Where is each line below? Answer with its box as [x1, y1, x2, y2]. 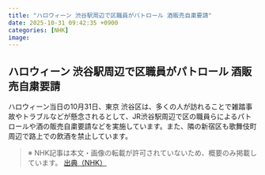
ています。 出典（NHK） [27, 158, 107, 168]
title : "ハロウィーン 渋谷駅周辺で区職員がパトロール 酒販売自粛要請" [8, 11, 212, 20]
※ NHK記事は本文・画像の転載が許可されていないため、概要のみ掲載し [27, 148, 257, 158]
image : [8, 33, 30, 42]
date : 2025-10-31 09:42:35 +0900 [8, 19, 119, 27]
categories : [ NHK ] [8, 26, 69, 34]
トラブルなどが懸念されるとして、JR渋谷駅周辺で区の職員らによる [21, 112, 238, 121]
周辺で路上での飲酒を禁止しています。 [8, 132, 133, 141]
